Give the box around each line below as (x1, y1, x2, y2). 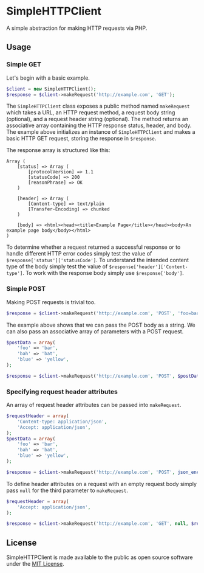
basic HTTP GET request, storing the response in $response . (6, 135, 157, 142)
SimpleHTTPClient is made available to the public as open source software (6, 554, 193, 561)
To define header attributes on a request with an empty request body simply (6, 480, 197, 487)
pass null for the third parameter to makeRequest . (6, 487, 129, 494)
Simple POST (6, 285, 46, 293)
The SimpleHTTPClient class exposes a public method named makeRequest (6, 102, 190, 110)
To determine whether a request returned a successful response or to (6, 243, 181, 251)
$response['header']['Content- (109, 264, 188, 270)
